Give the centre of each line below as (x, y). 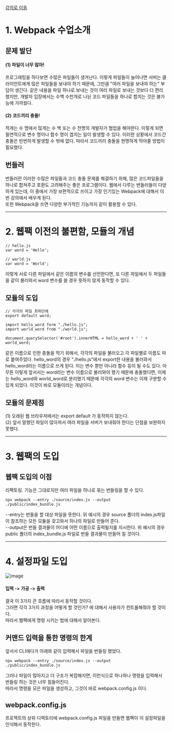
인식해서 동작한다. (23, 724)
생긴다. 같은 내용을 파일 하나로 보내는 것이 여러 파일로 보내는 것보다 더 (84, 90)
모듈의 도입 (22, 298)
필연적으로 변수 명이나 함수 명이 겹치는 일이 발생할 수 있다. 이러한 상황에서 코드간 (86, 134)
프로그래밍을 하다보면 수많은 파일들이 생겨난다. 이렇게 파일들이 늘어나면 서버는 (83, 77)
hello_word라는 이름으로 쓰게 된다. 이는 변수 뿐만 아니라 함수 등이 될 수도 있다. (83, 365)
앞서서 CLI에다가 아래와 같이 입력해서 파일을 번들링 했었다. (63, 651)
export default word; (28, 316)
